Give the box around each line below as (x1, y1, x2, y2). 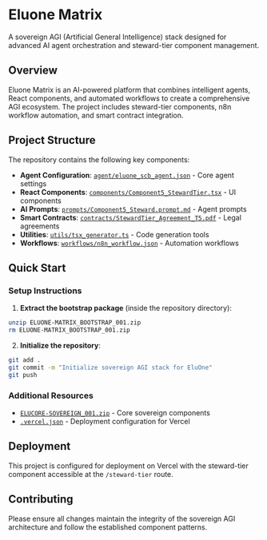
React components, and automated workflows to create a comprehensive (8, 93, 250, 103)
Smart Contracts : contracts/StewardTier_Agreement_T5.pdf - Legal (19, 212, 242, 222)
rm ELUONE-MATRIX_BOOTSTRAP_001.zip (8, 326, 130, 335)
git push (8, 371, 38, 379)
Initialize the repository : (19, 341, 102, 350)
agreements (19, 221, 60, 231)
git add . (8, 356, 42, 364)
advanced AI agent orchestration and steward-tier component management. (8, 40, 260, 50)
